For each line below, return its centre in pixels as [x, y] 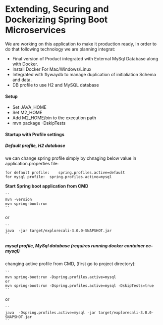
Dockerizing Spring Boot [56, 20]
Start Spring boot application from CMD [47, 186]
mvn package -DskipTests [39, 123]
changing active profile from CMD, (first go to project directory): [71, 264]
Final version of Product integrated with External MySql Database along [85, 58]
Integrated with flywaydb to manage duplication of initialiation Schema [84, 74]
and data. [22, 80]
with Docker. [25, 64]
